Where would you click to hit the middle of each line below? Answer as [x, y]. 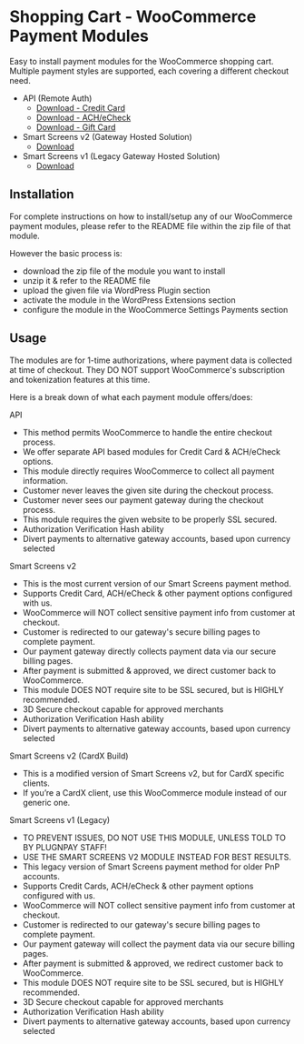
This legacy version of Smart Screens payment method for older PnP [151, 867]
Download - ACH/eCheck [83, 117]
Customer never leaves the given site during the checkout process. [148, 490]
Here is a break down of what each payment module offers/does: [131, 397]
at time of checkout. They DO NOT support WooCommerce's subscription [147, 369]
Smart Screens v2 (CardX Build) [69, 756]
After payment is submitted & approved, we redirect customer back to [153, 963]
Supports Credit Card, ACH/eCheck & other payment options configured [157, 593]
